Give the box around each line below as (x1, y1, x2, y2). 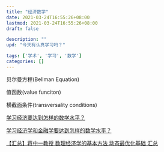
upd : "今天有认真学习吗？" (6, 42, 66, 48)
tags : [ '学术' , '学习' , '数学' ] (6, 53, 82, 59)
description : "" (6, 37, 47, 43)
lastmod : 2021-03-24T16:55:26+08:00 (6, 20, 98, 26)
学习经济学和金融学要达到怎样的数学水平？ (6, 127, 112, 134)
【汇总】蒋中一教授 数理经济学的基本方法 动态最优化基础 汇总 (6, 139, 158, 147)
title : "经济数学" (6, 8, 49, 15)
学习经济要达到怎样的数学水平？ (6, 114, 85, 121)
